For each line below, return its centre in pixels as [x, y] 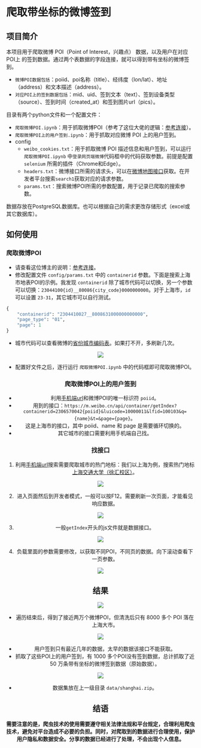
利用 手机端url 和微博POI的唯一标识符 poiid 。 [105, 398]
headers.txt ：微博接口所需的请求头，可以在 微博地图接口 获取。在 [104, 171]
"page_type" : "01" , [41, 320]
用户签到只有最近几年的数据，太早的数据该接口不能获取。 [105, 649]
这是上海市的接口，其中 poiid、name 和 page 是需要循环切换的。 [105, 426]
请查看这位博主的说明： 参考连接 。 [57, 267]
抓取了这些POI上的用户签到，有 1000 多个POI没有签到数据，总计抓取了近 [105, 656]
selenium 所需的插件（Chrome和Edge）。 [74, 163]
